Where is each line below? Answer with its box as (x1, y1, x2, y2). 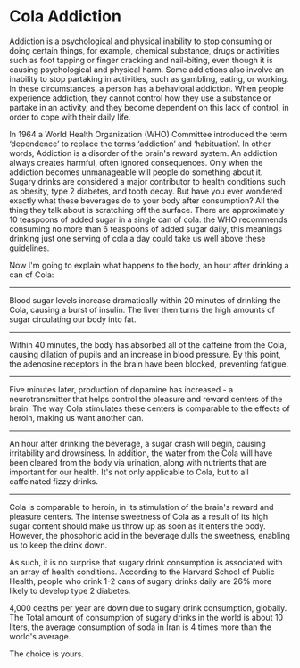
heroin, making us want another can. (9, 412, 145, 423)
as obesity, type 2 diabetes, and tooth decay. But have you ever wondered (9, 186, 283, 196)
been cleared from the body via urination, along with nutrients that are (9, 457, 267, 467)
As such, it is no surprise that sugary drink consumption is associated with (9, 557, 283, 567)
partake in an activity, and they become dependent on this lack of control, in (9, 102, 290, 112)
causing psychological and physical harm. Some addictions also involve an (9, 64, 285, 75)
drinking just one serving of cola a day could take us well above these (9, 233, 266, 243)
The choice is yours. (9, 648, 85, 659)
